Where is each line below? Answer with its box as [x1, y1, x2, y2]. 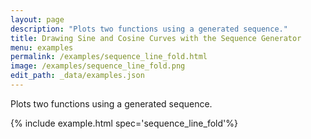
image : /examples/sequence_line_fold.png [10, 61, 186, 71]
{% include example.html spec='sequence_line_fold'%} [10, 117, 238, 129]
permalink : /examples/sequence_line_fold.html [10, 52, 208, 62]
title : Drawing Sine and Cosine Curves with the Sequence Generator [10, 33, 302, 43]
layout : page [10, 14, 65, 25]
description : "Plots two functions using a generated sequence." [10, 24, 288, 34]
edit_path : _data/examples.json [10, 71, 145, 81]
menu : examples [10, 42, 74, 53]
